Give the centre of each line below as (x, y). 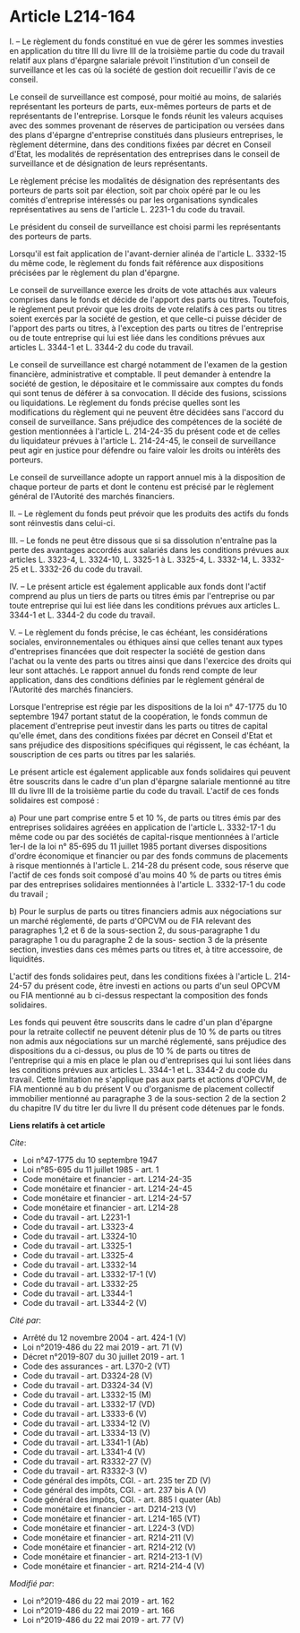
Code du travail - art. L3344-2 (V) (85, 1302)
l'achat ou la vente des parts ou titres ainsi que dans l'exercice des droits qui (150, 661)
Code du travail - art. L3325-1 (77, 1245)
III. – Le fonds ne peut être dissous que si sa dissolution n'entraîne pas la (143, 540)
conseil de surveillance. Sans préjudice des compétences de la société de (146, 421)
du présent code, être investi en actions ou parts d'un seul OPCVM (157, 985)
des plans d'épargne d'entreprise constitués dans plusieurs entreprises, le (146, 134)
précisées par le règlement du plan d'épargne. (95, 272)
